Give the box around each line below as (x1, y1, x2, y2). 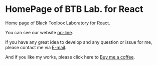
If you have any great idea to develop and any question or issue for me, (5, 39, 152, 45)
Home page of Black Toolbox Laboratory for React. (5, 20, 110, 26)
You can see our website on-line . (5, 29, 74, 35)
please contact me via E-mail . (5, 44, 67, 50)
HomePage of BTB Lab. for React (5, 3, 143, 15)
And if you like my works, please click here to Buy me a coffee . (5, 54, 135, 60)
